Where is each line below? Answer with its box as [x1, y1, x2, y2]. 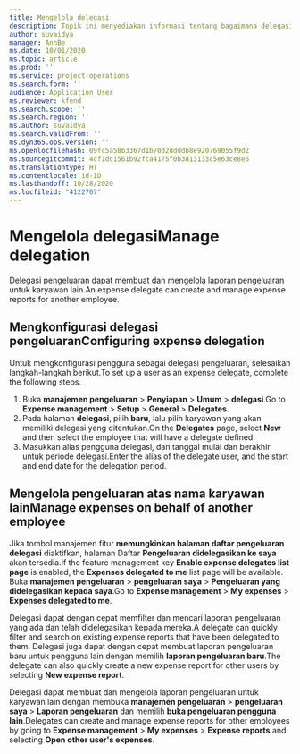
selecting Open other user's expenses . [9, 734, 155, 745]
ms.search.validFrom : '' [9, 130, 102, 139]
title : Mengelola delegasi [9, 13, 110, 22]
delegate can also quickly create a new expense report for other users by [9, 659, 279, 671]
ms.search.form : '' [9, 80, 82, 89]
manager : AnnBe [9, 38, 66, 47]
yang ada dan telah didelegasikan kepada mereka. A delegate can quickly [9, 622, 279, 632]
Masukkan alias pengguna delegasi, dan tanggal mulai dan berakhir [21, 441, 271, 452]
